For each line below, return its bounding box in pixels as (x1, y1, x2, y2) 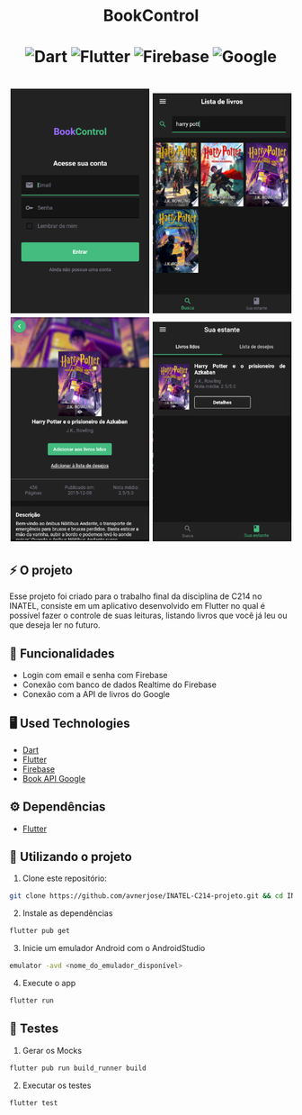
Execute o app (22, 977, 76, 988)
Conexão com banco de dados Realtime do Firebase (22, 679, 218, 690)
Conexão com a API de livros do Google (22, 688, 171, 699)
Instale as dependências (22, 908, 113, 919)
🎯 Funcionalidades (9, 646, 115, 661)
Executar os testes (22, 1080, 92, 1091)
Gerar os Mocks (22, 1045, 83, 1056)
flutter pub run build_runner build (9, 1064, 147, 1073)
